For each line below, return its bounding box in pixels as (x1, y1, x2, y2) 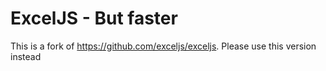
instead (10, 50, 42, 62)
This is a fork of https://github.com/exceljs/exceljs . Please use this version (10, 40, 317, 52)
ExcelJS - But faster (10, 7, 178, 30)
